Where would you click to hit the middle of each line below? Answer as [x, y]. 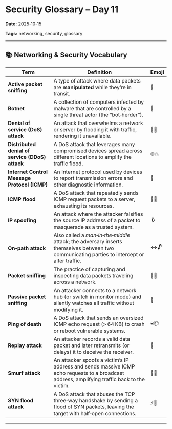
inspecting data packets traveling [93, 275]
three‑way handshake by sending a [96, 400]
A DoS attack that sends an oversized [99, 318]
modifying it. [68, 310]
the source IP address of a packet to [97, 220]
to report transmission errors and [93, 178]
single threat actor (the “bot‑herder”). [98, 115]
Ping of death [25, 324]
